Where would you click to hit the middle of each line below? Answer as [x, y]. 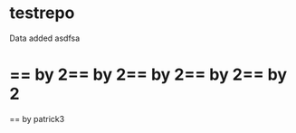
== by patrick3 [37, 119]
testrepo [42, 13]
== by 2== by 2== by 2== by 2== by [148, 75]
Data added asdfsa [45, 38]
